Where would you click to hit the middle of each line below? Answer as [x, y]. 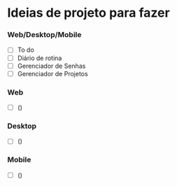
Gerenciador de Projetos [53, 73]
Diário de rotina [40, 58]
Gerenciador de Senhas [51, 66]
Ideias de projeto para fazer [88, 13]
